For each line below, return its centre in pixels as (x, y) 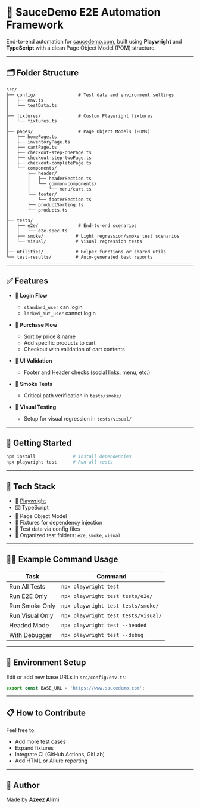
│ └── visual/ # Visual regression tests (74, 241)
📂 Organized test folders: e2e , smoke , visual (68, 535)
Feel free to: (21, 730)
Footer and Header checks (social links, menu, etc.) (87, 372)
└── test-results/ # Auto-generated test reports (79, 257)
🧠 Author (23, 785)
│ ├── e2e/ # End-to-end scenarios (71, 226)
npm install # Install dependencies (69, 456)
